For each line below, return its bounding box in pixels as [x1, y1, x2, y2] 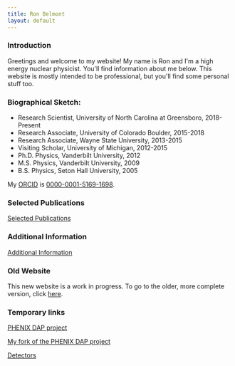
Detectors [7, 351, 37, 360]
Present [17, 121, 41, 130]
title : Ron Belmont [7, 10, 66, 18]
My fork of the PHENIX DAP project [7, 338, 111, 346]
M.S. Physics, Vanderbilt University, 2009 [17, 159, 140, 167]
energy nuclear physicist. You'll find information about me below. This [7, 64, 212, 73]
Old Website [7, 266, 51, 276]
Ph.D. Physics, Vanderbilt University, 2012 [17, 151, 141, 160]
